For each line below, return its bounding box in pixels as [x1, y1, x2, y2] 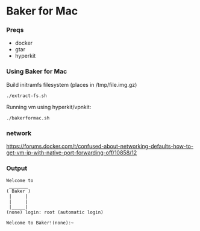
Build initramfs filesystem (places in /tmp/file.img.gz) [6, 81, 137, 88]
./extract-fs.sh [6, 92, 47, 99]
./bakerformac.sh [6, 115, 50, 121]
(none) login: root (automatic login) [6, 209, 104, 215]
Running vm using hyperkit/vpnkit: [6, 103, 92, 110]
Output [6, 164, 28, 172]
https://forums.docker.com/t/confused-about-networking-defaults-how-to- [6, 143, 194, 150]
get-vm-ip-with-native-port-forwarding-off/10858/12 [6, 149, 137, 156]
